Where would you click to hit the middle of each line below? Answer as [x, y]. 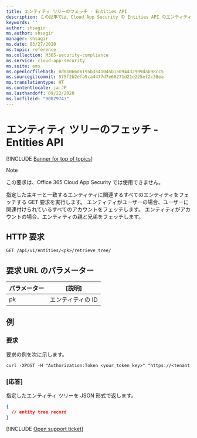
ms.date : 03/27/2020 [31, 45]
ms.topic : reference [31, 50]
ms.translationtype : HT [35, 83]
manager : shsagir [27, 39]
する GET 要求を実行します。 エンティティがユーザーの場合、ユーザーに [103, 202]
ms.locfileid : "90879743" [38, 99]
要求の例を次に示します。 [37, 354]
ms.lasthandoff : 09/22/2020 [40, 93]
